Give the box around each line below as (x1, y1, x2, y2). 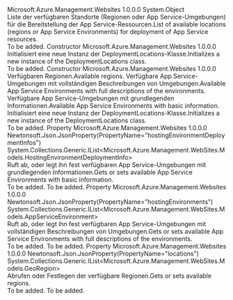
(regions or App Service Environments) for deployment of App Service (7, 28, 209, 35)
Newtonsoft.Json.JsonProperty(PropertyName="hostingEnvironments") (7, 198, 214, 206)
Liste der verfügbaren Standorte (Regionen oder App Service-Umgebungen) (7, 13, 226, 21)
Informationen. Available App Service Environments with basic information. (7, 102, 220, 109)
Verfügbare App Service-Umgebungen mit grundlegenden (7, 94, 175, 102)
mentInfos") (7, 139, 42, 147)
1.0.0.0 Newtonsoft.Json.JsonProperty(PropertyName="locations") (7, 249, 200, 258)
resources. (7, 35, 38, 43)
